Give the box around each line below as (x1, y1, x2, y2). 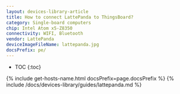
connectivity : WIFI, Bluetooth (6, 31, 83, 37)
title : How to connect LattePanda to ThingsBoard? (6, 14, 134, 20)
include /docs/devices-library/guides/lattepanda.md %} (6, 81, 142, 88)
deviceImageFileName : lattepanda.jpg (6, 42, 99, 48)
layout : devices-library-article (6, 8, 89, 15)
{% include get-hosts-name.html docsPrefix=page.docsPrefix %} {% (6, 74, 175, 82)
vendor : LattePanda (6, 36, 54, 42)
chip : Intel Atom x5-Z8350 (6, 25, 73, 31)
